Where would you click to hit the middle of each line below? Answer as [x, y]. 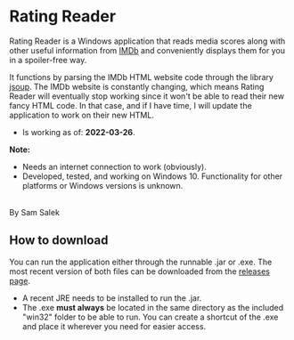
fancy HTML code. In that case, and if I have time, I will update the [131, 105]
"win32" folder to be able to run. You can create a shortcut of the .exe [150, 317]
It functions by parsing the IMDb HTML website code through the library [142, 77]
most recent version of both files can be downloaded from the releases [139, 271]
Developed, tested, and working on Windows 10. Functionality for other [152, 176]
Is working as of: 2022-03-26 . [78, 132]
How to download [59, 241]
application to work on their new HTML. [82, 115]
